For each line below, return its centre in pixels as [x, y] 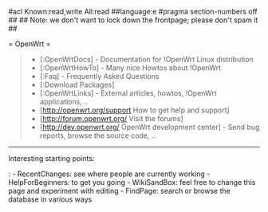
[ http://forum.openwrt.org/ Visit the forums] [111, 118]
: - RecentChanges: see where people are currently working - [109, 174]
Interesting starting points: [51, 158]
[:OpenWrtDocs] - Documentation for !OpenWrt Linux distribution [146, 59]
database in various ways [50, 199]
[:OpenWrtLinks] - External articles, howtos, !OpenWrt [128, 93]
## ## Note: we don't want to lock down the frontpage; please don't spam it [133, 20]
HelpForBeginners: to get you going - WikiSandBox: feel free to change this [132, 182]
